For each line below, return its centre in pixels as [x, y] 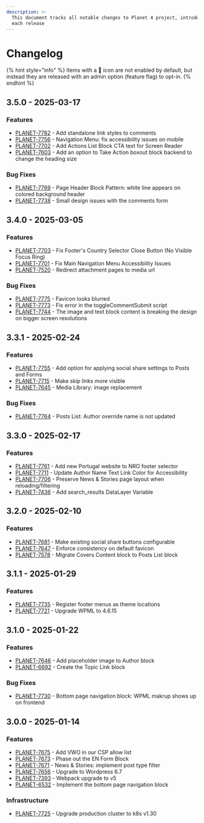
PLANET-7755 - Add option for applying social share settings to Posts [102, 368]
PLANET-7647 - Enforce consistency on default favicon [84, 548]
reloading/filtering [38, 485]
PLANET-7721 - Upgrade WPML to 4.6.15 [66, 611]
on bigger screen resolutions [51, 318]
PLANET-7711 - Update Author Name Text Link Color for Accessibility [101, 472]
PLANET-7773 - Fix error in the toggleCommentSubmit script [91, 306]
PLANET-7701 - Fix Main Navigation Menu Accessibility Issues [93, 263]
